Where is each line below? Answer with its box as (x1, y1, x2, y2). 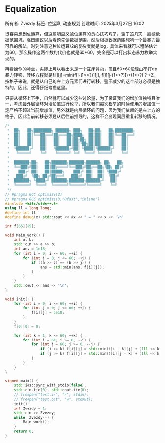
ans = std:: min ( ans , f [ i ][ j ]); (40, 265, 105, 270)
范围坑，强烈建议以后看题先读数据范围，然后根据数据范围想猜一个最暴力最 (9, 37, 160, 43)
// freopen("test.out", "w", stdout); (14, 397, 93, 402)
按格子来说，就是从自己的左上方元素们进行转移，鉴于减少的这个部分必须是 (5, 78, 156, 84)
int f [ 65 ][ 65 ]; (5, 224, 36, 229)
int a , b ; (14, 238, 34, 242)
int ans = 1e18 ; (14, 246, 48, 251)
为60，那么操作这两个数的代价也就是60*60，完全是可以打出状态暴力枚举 (5, 49, 153, 55)
